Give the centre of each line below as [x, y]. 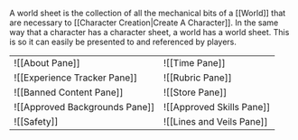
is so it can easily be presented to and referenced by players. [123, 42]
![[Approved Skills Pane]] [217, 107]
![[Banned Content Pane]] [69, 92]
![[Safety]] [36, 121]
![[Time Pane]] [195, 63]
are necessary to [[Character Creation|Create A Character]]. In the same [144, 23]
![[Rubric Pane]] [198, 78]
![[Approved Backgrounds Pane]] [84, 107]
